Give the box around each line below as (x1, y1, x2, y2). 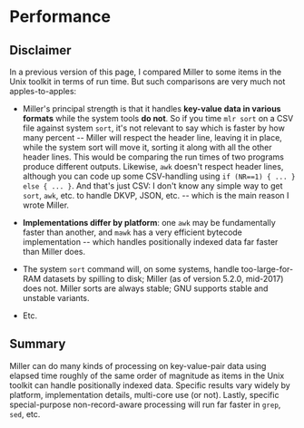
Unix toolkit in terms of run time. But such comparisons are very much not (9, 76, 286, 87)
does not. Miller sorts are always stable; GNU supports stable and (22, 283, 269, 294)
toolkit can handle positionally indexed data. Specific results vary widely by (9, 379, 290, 391)
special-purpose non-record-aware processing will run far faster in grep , (9, 399, 281, 410)
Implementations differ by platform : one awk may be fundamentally (22, 218, 277, 228)
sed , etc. (9, 408, 41, 419)
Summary (9, 336, 66, 352)
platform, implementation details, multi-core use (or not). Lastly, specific (9, 389, 279, 400)
